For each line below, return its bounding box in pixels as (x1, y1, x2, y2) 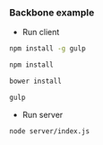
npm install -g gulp (9, 44, 87, 53)
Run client (21, 27, 60, 38)
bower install (9, 77, 63, 86)
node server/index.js (9, 126, 90, 136)
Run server (21, 109, 64, 120)
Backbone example (9, 6, 95, 19)
